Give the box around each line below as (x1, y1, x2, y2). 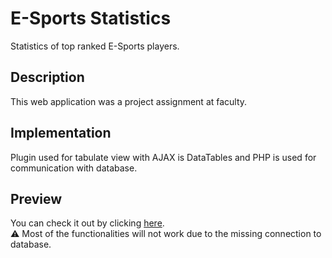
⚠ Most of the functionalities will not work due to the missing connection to (10, 228, 322, 240)
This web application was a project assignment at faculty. (10, 95, 248, 107)
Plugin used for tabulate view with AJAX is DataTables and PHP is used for (10, 151, 317, 163)
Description (10, 69, 85, 86)
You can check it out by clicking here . (10, 217, 165, 229)
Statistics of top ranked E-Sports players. (10, 40, 180, 52)
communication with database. (10, 162, 138, 174)
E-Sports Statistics (10, 7, 172, 30)
